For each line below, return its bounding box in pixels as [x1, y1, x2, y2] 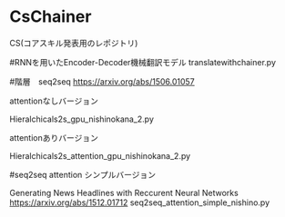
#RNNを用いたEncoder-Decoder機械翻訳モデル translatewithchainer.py [9, 56, 276, 67]
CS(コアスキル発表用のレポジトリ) [9, 37, 138, 48]
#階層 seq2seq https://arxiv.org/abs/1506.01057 [9, 75, 196, 87]
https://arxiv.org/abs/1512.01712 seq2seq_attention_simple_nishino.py [9, 197, 270, 208]
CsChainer [9, 6, 92, 27]
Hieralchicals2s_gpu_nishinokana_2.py [9, 113, 155, 124]
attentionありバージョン [9, 132, 98, 143]
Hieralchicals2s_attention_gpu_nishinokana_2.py [9, 150, 191, 161]
